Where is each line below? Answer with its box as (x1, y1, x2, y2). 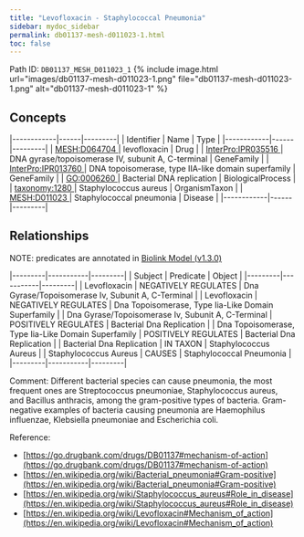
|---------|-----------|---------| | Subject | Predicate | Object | (9, 270, 243, 281)
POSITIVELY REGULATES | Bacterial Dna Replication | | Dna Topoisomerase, (9, 319, 295, 330)
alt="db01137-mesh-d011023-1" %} (35, 83, 169, 94)
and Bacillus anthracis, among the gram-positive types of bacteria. (9, 395, 260, 405)
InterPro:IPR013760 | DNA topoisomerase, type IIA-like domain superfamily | (9, 163, 297, 174)
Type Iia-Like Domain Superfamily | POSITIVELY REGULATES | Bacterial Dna (9, 328, 296, 339)
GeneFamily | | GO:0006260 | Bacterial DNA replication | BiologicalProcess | (9, 173, 297, 184)
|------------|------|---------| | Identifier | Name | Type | (9, 134, 221, 145)
